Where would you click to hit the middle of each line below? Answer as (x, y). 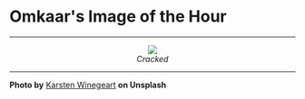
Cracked (152, 58)
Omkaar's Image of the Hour (118, 17)
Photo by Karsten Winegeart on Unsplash (88, 85)
